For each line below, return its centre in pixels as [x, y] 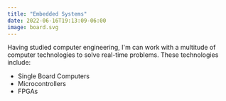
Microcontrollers [42, 84]
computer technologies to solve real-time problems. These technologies [113, 55]
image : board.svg [33, 27]
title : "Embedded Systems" [47, 14]
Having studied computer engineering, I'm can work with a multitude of [112, 48]
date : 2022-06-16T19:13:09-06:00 [57, 21]
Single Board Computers [54, 76]
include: [19, 63]
